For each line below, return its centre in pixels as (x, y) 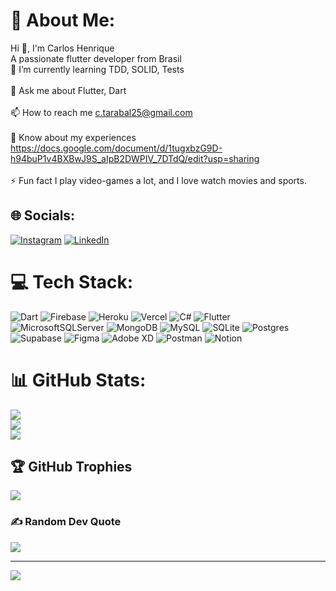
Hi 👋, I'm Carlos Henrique (62, 48)
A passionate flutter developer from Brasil (96, 58)
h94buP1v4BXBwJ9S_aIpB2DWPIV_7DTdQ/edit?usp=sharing (135, 158)
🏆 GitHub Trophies (71, 467)
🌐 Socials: (43, 215)
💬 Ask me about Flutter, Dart (68, 90)
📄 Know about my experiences (73, 137)
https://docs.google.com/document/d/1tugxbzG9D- (116, 148)
